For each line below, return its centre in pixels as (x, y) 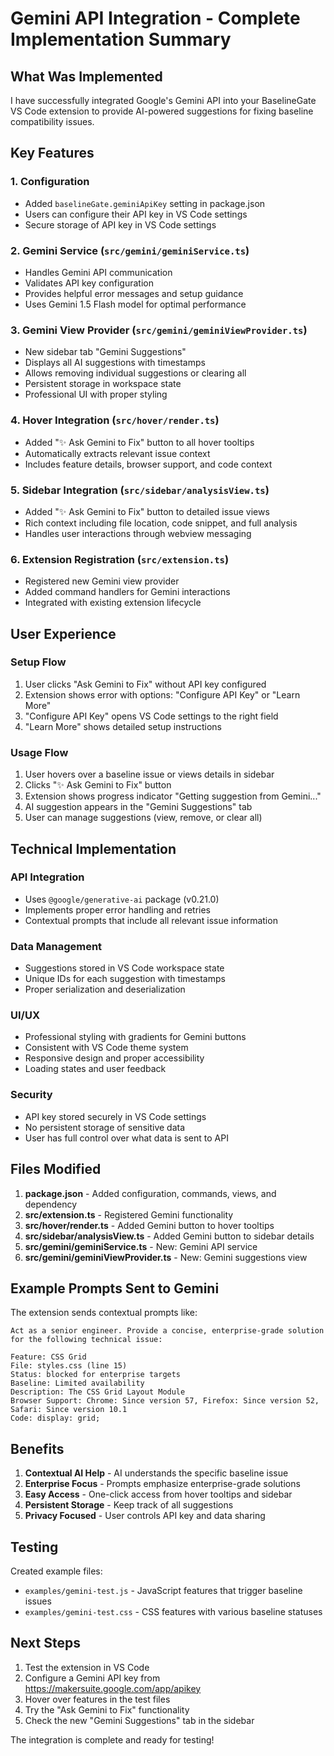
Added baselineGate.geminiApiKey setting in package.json (145, 203)
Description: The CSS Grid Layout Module (98, 1392)
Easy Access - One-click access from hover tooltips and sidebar (158, 1494)
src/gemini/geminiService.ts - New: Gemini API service (141, 1246)
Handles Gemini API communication (98, 272)
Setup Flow (38, 662)
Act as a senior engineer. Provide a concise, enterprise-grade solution (167, 1331)
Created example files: (56, 1571)
